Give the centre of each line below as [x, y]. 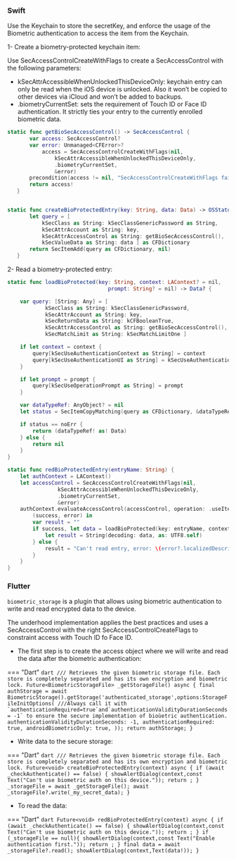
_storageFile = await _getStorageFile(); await [78, 787]
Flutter [19, 586]
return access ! [51, 185]
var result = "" [56, 522]
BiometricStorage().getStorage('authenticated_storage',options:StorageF [118, 698]
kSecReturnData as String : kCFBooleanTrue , [109, 321]
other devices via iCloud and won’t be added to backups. [100, 97]
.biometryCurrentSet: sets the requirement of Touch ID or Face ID [112, 104]
